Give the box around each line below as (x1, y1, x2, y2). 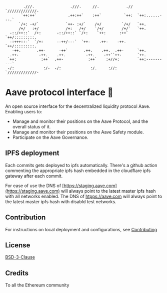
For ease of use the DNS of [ (5, 183, 64, 189)
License (5, 241, 30, 249)
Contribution (5, 213, 46, 222)
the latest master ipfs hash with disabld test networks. (5, 198, 116, 205)
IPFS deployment (5, 149, 59, 158)
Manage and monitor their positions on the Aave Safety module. (12, 129, 144, 135)
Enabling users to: (5, 108, 42, 114)
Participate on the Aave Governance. (12, 134, 88, 140)
